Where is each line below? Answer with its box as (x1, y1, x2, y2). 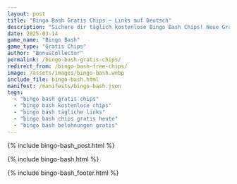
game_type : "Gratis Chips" (7, 43, 87, 50)
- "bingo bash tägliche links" (13, 109, 106, 116)
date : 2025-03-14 (7, 30, 59, 37)
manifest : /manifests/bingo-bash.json (7, 82, 121, 90)
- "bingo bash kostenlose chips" (13, 102, 112, 109)
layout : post (7, 10, 46, 18)
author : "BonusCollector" (7, 50, 83, 57)
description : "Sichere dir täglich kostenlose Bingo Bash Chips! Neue (7, 23, 219, 30)
